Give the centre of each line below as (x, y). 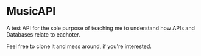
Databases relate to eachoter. (43, 34)
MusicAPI (31, 11)
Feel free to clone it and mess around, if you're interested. (79, 46)
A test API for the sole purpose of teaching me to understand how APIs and (100, 28)
